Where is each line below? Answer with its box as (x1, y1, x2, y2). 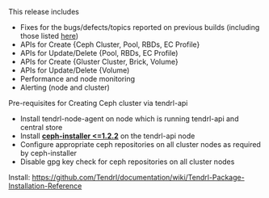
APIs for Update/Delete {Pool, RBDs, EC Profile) (19, 48, 179, 57)
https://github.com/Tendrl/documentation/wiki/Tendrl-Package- (32, 173, 245, 182)
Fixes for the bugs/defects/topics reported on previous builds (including (19, 23, 260, 32)
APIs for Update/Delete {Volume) (19, 65, 130, 75)
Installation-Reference (8, 181, 82, 191)
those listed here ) (19, 32, 79, 40)
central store (19, 123, 63, 132)
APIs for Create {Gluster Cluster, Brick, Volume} (19, 57, 179, 66)
